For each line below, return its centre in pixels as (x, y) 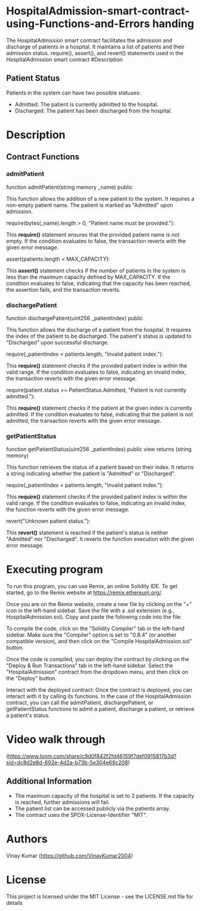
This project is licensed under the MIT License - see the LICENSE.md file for (100, 896)
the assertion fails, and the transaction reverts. (64, 289)
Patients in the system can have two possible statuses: (74, 93)
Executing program (55, 570)
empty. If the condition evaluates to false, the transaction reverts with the (96, 241)
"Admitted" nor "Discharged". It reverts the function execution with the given (100, 539)
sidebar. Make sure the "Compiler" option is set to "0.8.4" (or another (91, 635)
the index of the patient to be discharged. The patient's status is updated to (99, 336)
